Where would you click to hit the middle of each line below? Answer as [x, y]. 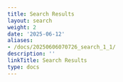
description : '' [31, 54]
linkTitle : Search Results [47, 61]
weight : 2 [22, 27]
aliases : [20, 41]
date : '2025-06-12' [36, 34]
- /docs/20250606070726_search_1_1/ [61, 47]
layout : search [30, 21]
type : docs [23, 67]
